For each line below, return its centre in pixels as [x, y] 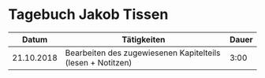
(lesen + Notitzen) [99, 62]
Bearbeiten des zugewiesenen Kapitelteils [143, 53]
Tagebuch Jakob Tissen [88, 15]
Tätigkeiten [144, 39]
